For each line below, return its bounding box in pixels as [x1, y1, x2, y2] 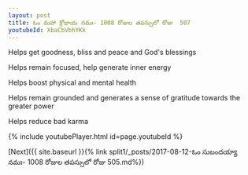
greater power [8, 101, 54, 111]
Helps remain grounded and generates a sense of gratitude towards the [8, 93, 241, 103]
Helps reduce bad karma [8, 117, 89, 126]
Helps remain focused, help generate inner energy [8, 63, 172, 72]
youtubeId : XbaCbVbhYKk [8, 26, 87, 34]
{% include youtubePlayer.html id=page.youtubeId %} [8, 132, 183, 141]
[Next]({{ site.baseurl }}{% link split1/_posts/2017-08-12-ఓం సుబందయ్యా [8, 147, 238, 157]
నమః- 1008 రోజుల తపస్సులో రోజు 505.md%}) [8, 158, 145, 167]
